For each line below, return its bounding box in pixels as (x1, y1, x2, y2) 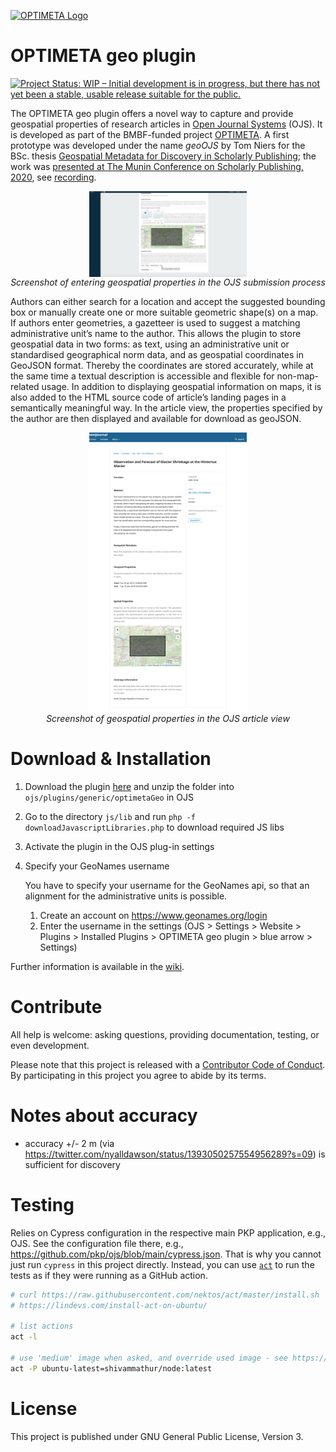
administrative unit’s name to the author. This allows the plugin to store (10, 327, 302, 339)
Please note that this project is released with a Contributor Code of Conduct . (10, 1058, 326, 1070)
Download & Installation (10, 748, 212, 770)
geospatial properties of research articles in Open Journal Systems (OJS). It (10, 118, 323, 130)
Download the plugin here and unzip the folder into (24, 781, 235, 792)
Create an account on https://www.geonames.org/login (39, 910, 268, 921)
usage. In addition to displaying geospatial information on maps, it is (41, 380, 322, 392)
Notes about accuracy (10, 1105, 198, 1127)
